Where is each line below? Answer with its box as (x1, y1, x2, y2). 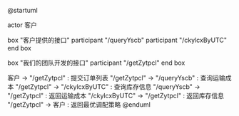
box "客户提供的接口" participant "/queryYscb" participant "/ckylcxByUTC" (7, 36, 227, 44)
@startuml (7, 6, 38, 14)
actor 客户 (7, 21, 37, 29)
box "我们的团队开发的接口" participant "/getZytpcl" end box (7, 58, 185, 67)
